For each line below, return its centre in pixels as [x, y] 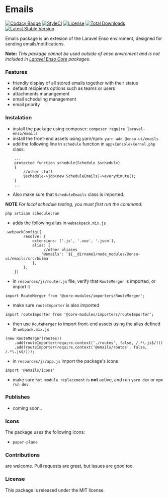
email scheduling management [44, 99]
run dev [20, 384]
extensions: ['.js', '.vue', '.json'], [74, 241]
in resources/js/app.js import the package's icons [65, 361]
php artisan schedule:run [32, 213]
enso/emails [25, 133]
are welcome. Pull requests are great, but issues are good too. [70, 466]
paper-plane [25, 442]
